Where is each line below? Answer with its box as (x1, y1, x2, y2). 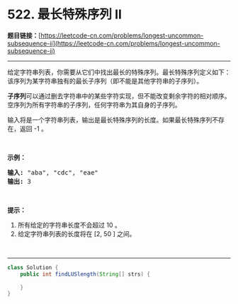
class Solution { (7, 264, 59, 271)
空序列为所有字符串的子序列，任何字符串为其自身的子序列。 (7, 100, 181, 109)
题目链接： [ (7, 31, 41, 40)
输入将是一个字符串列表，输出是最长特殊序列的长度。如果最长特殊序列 (7, 115, 212, 124)
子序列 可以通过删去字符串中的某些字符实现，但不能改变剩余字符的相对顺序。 (7, 91, 231, 100)
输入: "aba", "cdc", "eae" (7, 168, 99, 177)
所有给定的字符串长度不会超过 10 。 (17, 221, 122, 229)
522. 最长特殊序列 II (7, 6, 123, 23)
